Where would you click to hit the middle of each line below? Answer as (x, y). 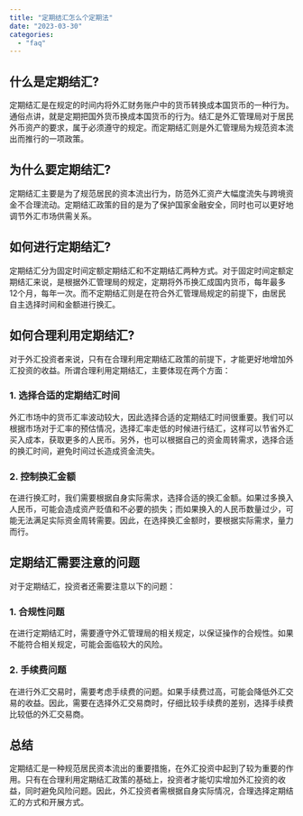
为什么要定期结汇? (60, 170)
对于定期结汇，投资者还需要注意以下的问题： (92, 586)
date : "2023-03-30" (46, 26)
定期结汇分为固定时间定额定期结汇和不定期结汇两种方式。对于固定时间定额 (147, 270)
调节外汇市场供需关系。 (53, 215)
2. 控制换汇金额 (43, 476)
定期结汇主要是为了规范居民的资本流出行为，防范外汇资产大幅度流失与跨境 (147, 193)
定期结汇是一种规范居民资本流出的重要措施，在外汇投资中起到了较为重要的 (147, 768)
